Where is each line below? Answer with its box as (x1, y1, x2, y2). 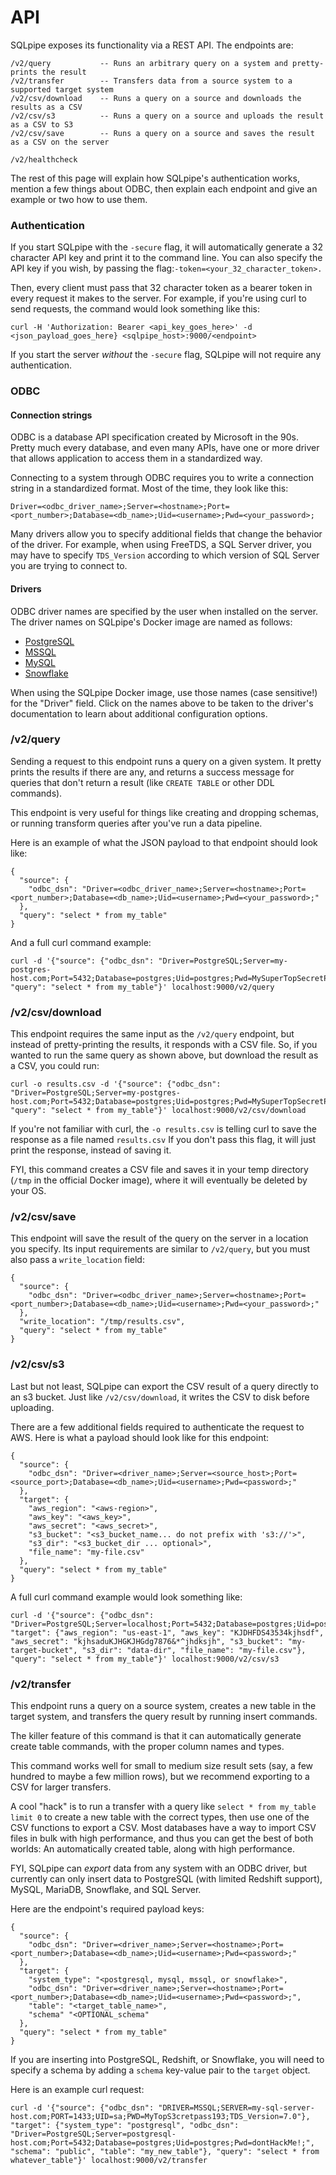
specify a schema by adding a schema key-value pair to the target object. (10, 2064, 311, 2076)
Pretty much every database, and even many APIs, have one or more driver (10, 442, 320, 454)
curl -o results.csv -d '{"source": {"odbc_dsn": (10, 1079, 222, 1090)
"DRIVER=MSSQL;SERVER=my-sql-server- (158, 2103, 315, 2113)
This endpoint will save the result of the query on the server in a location (10, 1232, 309, 1245)
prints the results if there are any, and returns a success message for (10, 766, 295, 778)
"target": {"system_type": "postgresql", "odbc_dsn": (10, 2121, 240, 2131)
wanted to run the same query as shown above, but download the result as (10, 1049, 319, 1061)
